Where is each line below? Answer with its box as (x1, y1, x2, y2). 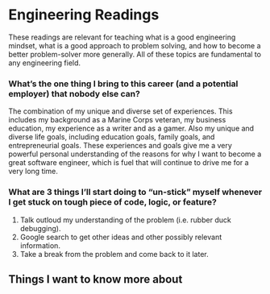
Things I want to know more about (8, 272, 183, 286)
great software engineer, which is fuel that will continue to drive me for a (8, 158, 249, 168)
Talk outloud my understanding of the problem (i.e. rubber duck (19, 215, 231, 225)
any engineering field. (8, 58, 81, 68)
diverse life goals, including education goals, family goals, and (8, 132, 215, 142)
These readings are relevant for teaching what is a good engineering (8, 32, 236, 42)
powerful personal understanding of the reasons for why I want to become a (8, 149, 262, 159)
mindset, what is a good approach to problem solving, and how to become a (8, 40, 261, 50)
